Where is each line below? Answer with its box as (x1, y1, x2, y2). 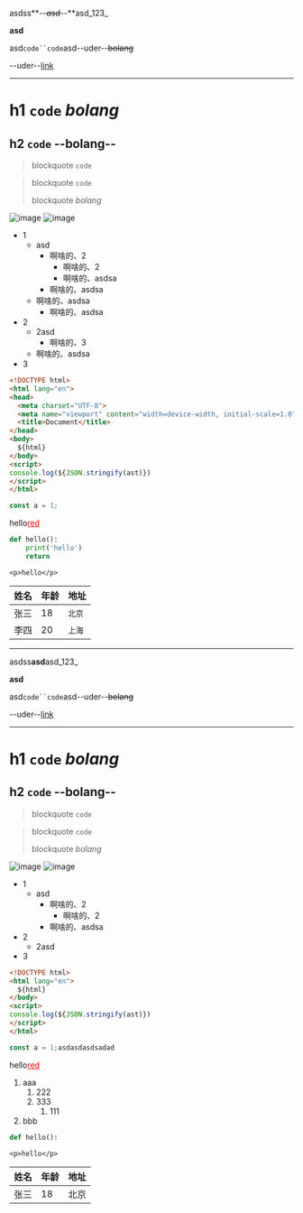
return (25, 551, 50, 560)
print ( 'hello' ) (25, 543, 83, 552)
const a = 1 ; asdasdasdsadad (9, 1042, 115, 1052)
